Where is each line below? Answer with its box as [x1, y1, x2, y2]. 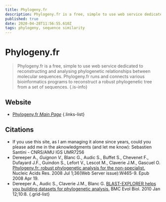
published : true [5, 16, 39, 21]
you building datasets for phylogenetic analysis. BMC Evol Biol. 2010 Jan [12, 186, 161, 192]
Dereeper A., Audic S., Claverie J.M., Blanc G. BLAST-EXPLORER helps [12, 180, 157, 186]
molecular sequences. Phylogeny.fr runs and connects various [17, 73, 145, 79]
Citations [5, 126, 34, 134]
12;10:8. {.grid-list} [12, 191, 50, 197]
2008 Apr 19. [12, 175, 39, 181]
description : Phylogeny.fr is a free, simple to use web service [5, 12, 142, 17]
